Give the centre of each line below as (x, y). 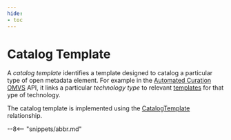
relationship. (25, 116)
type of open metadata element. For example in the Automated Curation (109, 81)
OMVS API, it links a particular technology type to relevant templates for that (115, 88)
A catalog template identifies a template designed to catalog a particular (110, 73)
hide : (15, 13)
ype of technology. (34, 95)
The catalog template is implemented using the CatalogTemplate (99, 108)
